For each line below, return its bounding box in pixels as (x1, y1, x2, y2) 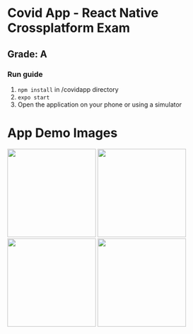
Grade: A (7, 48, 47, 60)
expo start (17, 94, 50, 101)
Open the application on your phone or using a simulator (17, 100, 182, 109)
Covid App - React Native (7, 5, 159, 21)
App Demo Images (7, 125, 118, 141)
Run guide (7, 69, 43, 79)
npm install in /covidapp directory (17, 85, 119, 93)
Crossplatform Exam (7, 20, 131, 36)
